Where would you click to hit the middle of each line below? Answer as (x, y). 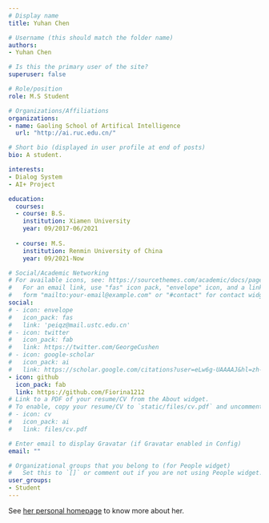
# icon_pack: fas (41, 317)
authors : (23, 45)
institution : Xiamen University (76, 221)
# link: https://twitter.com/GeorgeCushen (84, 348)
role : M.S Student (39, 96)
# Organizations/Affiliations (59, 111)
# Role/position (35, 89)
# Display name (34, 16)
